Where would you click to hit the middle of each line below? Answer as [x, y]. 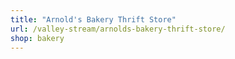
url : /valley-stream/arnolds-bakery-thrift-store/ [118, 29]
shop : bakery [37, 38]
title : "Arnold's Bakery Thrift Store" [93, 19]
